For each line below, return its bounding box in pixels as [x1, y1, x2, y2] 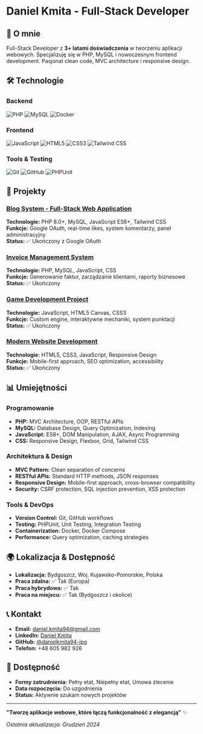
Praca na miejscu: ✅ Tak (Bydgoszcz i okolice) [14, 591, 133, 598]
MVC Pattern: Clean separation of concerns [14, 466, 126, 473]
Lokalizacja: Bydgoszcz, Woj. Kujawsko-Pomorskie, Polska [14, 571, 163, 578]
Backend [6, 97, 33, 106]
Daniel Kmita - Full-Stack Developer [6, 4, 190, 18]
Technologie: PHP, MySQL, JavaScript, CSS [6, 267, 117, 274]
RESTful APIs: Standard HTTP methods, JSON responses [14, 472, 159, 480]
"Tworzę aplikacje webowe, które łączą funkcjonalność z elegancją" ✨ [6, 709, 187, 716]
